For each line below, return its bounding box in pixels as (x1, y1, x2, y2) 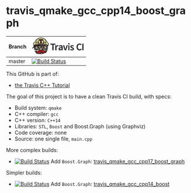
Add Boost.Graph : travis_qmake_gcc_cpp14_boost (50, 181, 170, 188)
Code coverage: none (14, 129, 67, 136)
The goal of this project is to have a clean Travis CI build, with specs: (6, 93, 172, 100)
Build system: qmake (14, 104, 62, 111)
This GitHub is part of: (6, 71, 60, 78)
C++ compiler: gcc (14, 111, 59, 118)
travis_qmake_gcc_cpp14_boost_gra (6, 4, 186, 17)
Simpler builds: (6, 169, 42, 176)
